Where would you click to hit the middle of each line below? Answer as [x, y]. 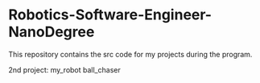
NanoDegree [52, 32]
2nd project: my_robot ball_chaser [64, 69]
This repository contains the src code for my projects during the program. [130, 54]
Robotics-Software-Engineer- [110, 15]
